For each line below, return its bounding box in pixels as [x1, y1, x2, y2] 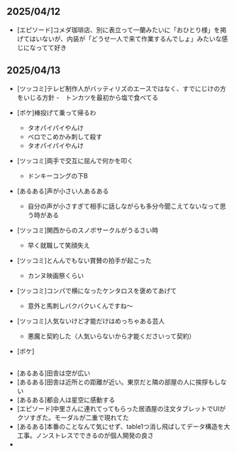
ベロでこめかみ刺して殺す [27, 132, 103, 141]
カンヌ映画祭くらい [27, 271, 84, 280]
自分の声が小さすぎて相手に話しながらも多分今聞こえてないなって [27, 202, 221, 210]
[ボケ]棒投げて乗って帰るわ [16, 108, 97, 117]
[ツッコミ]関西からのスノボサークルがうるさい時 [16, 226, 159, 234]
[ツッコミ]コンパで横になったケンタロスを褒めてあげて [16, 286, 177, 295]
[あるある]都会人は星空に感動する [16, 395, 116, 405]
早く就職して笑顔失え [27, 241, 90, 249]
